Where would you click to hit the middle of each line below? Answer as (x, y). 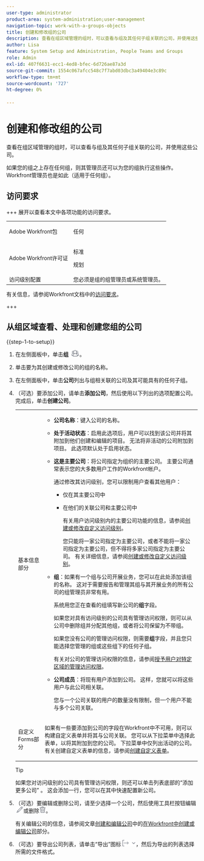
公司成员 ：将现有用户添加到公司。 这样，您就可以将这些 (124, 680)
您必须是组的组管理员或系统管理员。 (118, 279)
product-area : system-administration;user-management (76, 19)
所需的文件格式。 (36, 851)
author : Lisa (23, 45)
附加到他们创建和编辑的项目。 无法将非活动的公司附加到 (124, 441)
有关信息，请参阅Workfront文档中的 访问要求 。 (64, 294)
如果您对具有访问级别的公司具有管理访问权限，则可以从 (123, 618)
